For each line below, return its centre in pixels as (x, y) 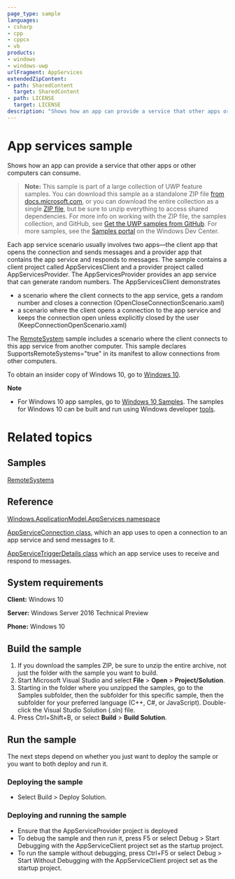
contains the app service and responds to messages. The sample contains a (117, 259)
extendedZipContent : (37, 79)
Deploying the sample (45, 782)
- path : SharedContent (40, 85)
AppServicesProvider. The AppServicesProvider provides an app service (112, 274)
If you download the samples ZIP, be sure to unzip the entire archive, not (122, 666)
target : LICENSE (37, 105)
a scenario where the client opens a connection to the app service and (119, 310)
